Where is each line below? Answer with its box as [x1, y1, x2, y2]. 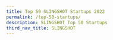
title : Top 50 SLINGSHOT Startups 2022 [6, 8, 105, 15]
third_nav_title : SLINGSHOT [6, 25, 76, 31]
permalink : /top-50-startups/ [6, 14, 81, 20]
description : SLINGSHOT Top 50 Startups [6, 19, 108, 25]
